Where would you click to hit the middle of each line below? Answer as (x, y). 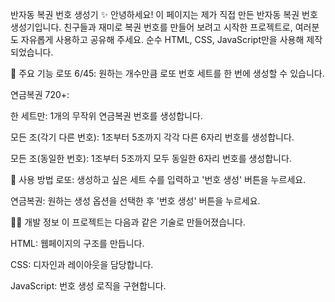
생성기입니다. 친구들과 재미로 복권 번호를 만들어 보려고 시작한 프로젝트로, (151, 27)
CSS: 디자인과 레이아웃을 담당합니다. (82, 264)
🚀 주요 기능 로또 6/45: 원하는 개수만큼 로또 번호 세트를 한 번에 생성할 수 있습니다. (167, 73)
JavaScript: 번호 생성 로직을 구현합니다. (88, 286)
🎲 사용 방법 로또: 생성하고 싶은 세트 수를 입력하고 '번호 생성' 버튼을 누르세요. (158, 179)
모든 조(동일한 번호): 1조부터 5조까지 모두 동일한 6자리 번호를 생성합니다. (151, 158)
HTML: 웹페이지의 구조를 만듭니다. (77, 243)
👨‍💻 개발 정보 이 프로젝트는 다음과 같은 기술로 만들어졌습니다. (128, 222)
